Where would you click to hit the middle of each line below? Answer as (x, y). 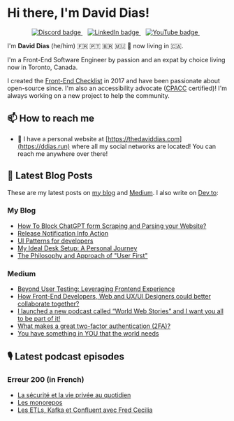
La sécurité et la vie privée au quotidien (74, 395)
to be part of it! (39, 319)
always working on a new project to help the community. (88, 95)
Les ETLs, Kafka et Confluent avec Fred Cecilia (85, 410)
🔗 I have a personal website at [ (63, 138)
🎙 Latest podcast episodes (66, 356)
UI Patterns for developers (55, 241)
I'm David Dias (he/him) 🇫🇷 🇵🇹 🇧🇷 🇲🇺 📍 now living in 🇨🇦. (95, 45)
